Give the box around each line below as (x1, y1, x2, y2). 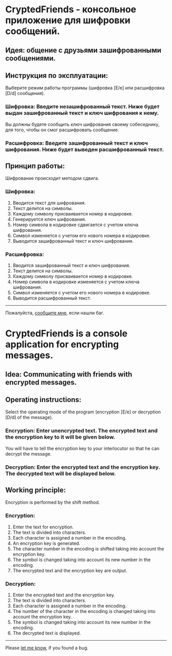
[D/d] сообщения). (5, 90, 45, 96)
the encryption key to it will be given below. (5, 433, 115, 441)
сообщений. (5, 26, 60, 37)
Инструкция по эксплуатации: (5, 71, 109, 80)
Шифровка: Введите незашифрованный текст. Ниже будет (5, 103, 160, 110)
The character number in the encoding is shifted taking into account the (12, 545, 164, 552)
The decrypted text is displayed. (12, 630, 81, 637)
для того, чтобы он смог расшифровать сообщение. (5, 127, 119, 133)
